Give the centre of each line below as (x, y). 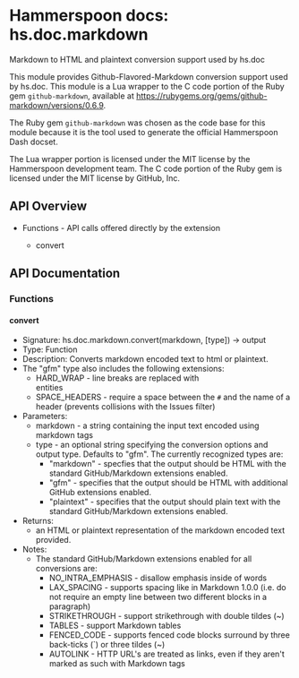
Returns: (38, 521)
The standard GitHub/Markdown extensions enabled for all (144, 559)
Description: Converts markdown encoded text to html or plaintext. (145, 359)
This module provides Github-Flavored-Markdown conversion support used (149, 76)
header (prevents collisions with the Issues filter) (125, 407)
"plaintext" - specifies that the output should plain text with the (165, 502)
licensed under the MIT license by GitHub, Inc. (95, 178)
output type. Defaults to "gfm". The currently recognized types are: (159, 454)
